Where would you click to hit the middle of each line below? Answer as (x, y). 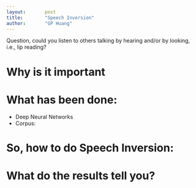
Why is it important (56, 72)
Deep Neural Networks (44, 117)
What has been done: (62, 100)
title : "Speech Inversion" (51, 18)
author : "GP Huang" (39, 23)
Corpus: (25, 123)
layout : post (31, 12)
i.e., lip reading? (27, 47)
